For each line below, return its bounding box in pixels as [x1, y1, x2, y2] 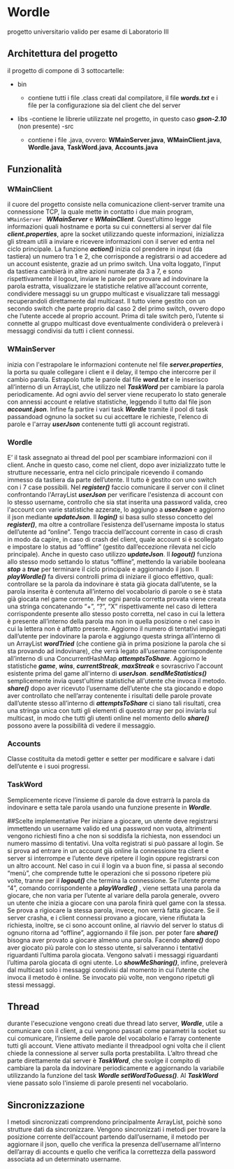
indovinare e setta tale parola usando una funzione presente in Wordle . [7, 803, 212, 812]
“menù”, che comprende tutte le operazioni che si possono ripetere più [7, 868, 212, 877]
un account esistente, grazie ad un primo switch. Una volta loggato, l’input [7, 260, 221, 268]
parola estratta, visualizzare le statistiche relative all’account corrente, [7, 282, 208, 291]
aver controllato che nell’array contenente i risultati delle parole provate [7, 692, 212, 700]
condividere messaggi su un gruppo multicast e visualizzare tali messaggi [7, 289, 220, 298]
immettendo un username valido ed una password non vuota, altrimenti [7, 824, 213, 833]
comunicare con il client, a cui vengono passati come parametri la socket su [7, 1027, 226, 1035]
